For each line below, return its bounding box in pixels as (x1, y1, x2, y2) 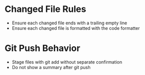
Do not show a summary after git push (11, 64, 91, 70)
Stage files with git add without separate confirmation (11, 59, 123, 65)
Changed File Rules (4, 3, 87, 15)
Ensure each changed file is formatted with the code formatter (11, 25, 140, 31)
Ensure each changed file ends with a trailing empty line (11, 20, 128, 26)
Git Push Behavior (4, 43, 81, 54)
